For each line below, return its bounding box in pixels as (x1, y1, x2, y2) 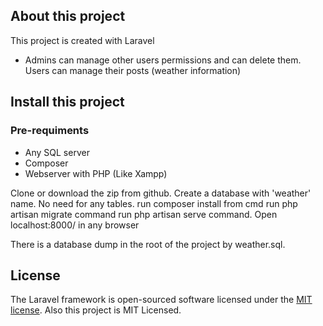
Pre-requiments (10, 124, 90, 138)
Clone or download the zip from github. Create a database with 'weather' (10, 187, 312, 199)
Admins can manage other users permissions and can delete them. (24, 54, 302, 66)
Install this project (10, 94, 125, 111)
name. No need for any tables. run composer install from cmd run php (10, 197, 298, 209)
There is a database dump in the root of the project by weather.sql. (10, 238, 286, 250)
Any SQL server (24, 146, 90, 158)
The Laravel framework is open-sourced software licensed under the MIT (10, 294, 313, 306)
